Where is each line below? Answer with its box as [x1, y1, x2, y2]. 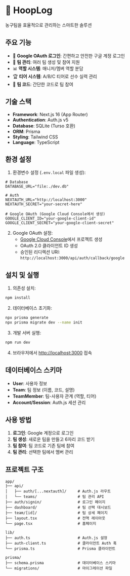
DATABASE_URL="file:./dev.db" [5, 184, 69, 189]
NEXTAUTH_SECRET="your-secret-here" [5, 202, 82, 207]
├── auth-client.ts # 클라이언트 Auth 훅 [5, 541, 117, 546]
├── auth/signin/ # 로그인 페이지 [5, 499, 106, 505]
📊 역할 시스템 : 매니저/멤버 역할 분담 [12, 65, 83, 71]
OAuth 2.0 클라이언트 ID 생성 [20, 243, 78, 249]
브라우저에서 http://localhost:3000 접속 [12, 349, 92, 355]
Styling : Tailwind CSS [12, 134, 58, 140]
